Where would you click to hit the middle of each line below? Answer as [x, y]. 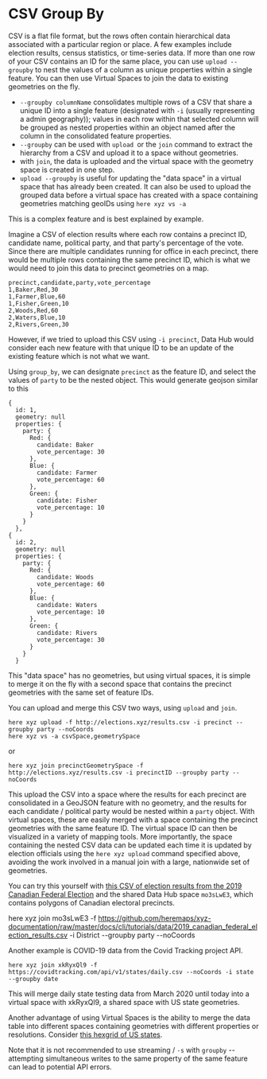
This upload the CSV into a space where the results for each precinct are [128, 794]
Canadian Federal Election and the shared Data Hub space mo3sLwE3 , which [131, 894]
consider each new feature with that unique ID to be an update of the [121, 348]
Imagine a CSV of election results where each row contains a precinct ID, [128, 234]
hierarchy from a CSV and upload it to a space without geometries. [129, 153]
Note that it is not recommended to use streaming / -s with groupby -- [122, 1050]
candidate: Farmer [67, 473]
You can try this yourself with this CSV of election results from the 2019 [125, 886]
